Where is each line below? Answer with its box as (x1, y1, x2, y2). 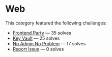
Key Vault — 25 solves (12, 35, 60, 41)
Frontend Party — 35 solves (12, 30, 71, 36)
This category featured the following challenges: (5, 20, 107, 26)
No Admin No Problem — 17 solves (12, 40, 86, 46)
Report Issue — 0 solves (12, 46, 64, 52)
